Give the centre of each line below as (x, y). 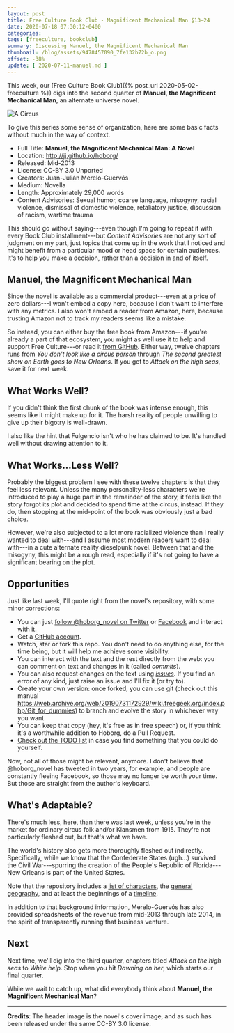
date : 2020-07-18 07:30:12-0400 (54, 26)
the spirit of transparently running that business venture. (88, 922)
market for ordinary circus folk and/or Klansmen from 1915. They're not (109, 829)
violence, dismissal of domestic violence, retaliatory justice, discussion (119, 207)
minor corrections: (34, 608)
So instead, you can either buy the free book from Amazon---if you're (107, 332)
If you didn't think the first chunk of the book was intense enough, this (108, 407)
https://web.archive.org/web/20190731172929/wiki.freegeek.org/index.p (121, 703)
